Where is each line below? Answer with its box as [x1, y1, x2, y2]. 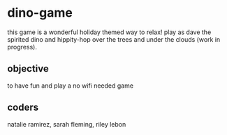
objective [7, 63, 49, 74]
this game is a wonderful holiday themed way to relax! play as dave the [7, 28, 212, 36]
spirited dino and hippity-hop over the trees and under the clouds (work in [7, 35, 221, 43]
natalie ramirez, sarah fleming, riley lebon [7, 120, 126, 128]
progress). [7, 42, 37, 51]
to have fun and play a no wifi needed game [7, 81, 134, 90]
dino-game [7, 5, 73, 21]
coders [7, 102, 39, 113]
